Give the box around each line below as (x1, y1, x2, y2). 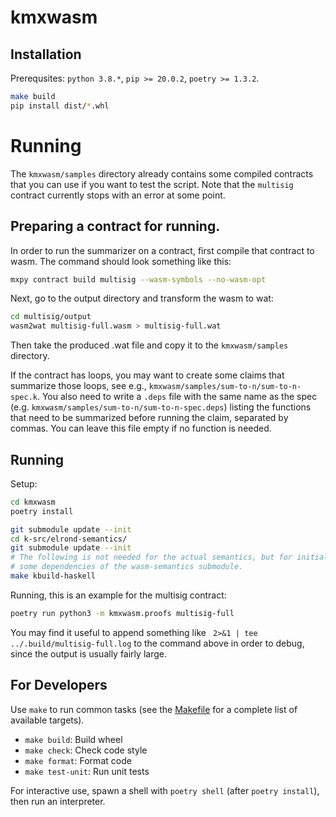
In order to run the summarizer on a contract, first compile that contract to (10, 244, 315, 256)
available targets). (10, 714, 85, 726)
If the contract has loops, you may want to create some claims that (10, 369, 285, 381)
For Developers (10, 677, 108, 694)
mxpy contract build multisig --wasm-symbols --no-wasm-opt (10, 274, 267, 285)
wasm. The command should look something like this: (10, 255, 232, 267)
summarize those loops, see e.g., (10, 380, 147, 392)
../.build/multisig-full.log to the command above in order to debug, (10, 637, 305, 649)
